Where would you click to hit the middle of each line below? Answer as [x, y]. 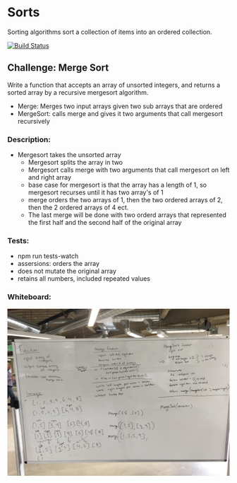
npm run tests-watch [48, 256]
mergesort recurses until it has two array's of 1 [96, 192]
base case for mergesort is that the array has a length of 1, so [117, 185]
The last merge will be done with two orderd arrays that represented [127, 215]
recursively [34, 121]
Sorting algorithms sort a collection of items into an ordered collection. [110, 32]
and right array [50, 178]
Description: [29, 139]
